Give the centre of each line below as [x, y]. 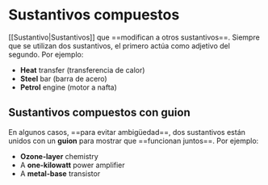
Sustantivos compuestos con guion [100, 113]
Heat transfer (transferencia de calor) [82, 69]
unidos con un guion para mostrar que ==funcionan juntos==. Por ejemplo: [134, 141]
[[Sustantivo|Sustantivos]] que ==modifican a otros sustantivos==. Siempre [134, 37]
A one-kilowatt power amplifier [72, 165]
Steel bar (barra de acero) [63, 78]
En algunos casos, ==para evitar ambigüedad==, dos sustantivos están [127, 132]
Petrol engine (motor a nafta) [68, 87]
